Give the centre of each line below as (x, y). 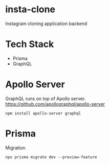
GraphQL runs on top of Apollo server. (46, 99)
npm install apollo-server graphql (43, 113)
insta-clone (30, 9)
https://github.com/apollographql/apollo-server (55, 104)
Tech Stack (30, 44)
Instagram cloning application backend (46, 23)
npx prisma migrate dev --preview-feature (51, 157)
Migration (15, 148)
